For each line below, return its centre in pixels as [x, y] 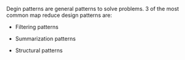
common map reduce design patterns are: [59, 15]
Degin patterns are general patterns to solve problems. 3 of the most [92, 9]
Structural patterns [39, 50]
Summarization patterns [45, 38]
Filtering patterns [37, 27]
